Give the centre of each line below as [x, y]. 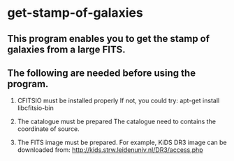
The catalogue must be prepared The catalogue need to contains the [117, 122]
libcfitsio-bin [36, 108]
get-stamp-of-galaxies [75, 13]
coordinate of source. [49, 129]
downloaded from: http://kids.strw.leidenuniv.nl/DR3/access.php [110, 150]
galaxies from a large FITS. [66, 49]
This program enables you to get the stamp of [109, 39]
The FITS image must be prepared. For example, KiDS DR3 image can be [122, 143]
